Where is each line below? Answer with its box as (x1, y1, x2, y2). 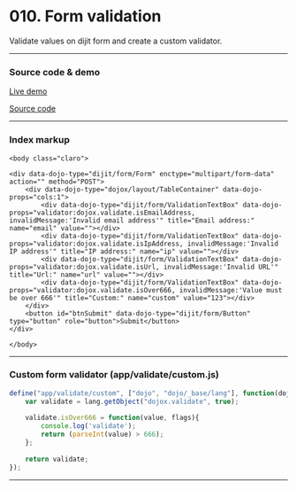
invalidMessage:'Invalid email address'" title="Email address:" (9, 215, 255, 225)
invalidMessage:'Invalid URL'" (163, 262, 278, 271)
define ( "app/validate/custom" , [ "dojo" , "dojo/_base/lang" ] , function (9, 388, 275, 398)
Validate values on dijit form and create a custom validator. (9, 35, 223, 46)
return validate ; (25, 455, 89, 463)
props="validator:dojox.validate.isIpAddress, (9, 239, 184, 248)
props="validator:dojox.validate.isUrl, (9, 262, 161, 271)
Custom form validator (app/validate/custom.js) (9, 369, 219, 381)
